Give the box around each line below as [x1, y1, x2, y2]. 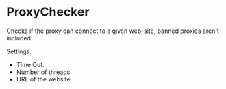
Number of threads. [16, 68, 73, 76]
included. [6, 34, 33, 42]
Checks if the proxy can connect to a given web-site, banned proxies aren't [6, 27, 220, 35]
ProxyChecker [6, 4, 90, 20]
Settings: [6, 47, 32, 55]
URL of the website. [16, 75, 73, 83]
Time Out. [16, 60, 45, 68]
